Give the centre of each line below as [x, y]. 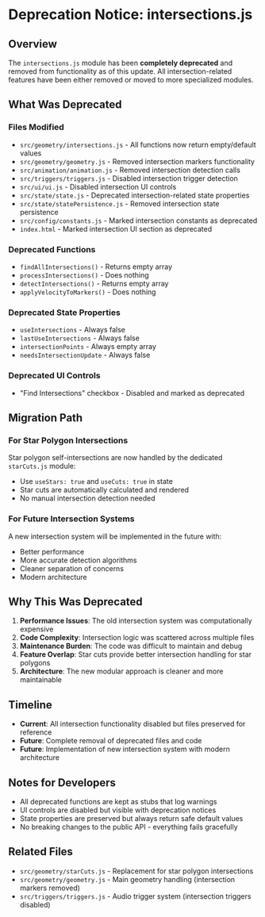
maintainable [40, 680]
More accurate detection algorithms [78, 560]
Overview [33, 44]
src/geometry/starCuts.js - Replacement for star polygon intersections [136, 871]
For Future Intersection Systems [71, 519]
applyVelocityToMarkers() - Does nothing [88, 292]
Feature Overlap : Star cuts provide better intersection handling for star [136, 654]
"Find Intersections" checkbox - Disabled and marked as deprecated [132, 393]
